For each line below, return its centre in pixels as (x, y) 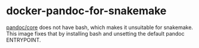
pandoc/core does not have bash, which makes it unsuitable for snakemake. (100, 27)
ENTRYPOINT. (24, 40)
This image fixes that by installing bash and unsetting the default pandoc (95, 33)
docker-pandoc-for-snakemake (86, 11)
